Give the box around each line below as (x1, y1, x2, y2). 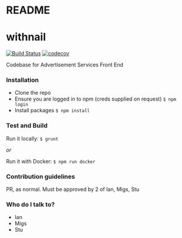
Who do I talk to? (6, 200, 55, 209)
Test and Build (6, 122, 48, 130)
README (6, 4, 50, 17)
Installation (6, 76, 39, 84)
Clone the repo (14, 89, 51, 96)
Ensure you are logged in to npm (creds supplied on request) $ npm (14, 95, 177, 103)
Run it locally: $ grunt (6, 135, 59, 142)
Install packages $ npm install (14, 107, 90, 114)
